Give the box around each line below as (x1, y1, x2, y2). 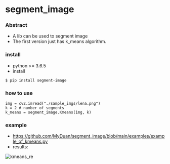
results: (12, 144, 29, 150)
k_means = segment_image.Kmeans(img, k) (5, 110, 92, 115)
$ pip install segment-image (5, 77, 67, 83)
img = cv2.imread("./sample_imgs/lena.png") (5, 101, 101, 106)
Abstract (5, 22, 28, 29)
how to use (5, 90, 33, 97)
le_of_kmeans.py (12, 138, 48, 145)
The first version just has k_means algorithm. (12, 38, 107, 45)
